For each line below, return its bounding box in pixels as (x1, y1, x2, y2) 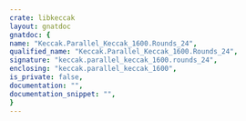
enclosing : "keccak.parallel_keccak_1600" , (9, 65, 178, 74)
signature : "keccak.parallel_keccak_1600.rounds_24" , (9, 55, 219, 65)
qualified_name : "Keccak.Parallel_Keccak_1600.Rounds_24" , (9, 47, 239, 56)
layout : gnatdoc (9, 22, 71, 31)
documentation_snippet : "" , (9, 89, 117, 98)
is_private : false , (9, 73, 84, 82)
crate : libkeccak (9, 13, 76, 23)
